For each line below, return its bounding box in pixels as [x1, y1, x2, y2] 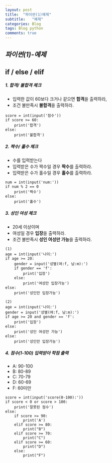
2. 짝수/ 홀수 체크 [5, 144, 38, 150]
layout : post [5, 7, 32, 13]
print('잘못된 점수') [14, 404, 54, 409]
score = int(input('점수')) [5, 113, 61, 118]
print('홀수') [14, 199, 41, 204]
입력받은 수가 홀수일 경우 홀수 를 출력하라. [12, 170, 93, 176]
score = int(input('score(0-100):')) [5, 395, 84, 400]
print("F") [23, 452, 46, 458]
